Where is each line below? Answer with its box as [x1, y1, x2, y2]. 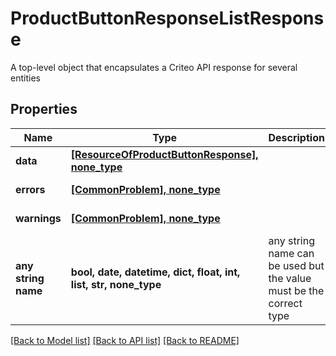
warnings [15, 211, 62, 225]
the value [268, 271, 312, 285]
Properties [10, 101, 78, 118]
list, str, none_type [70, 277, 162, 291]
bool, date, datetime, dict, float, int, [70, 265, 241, 279]
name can [268, 246, 315, 260]
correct [268, 296, 303, 310]
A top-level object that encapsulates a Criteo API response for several [10, 61, 298, 73]
